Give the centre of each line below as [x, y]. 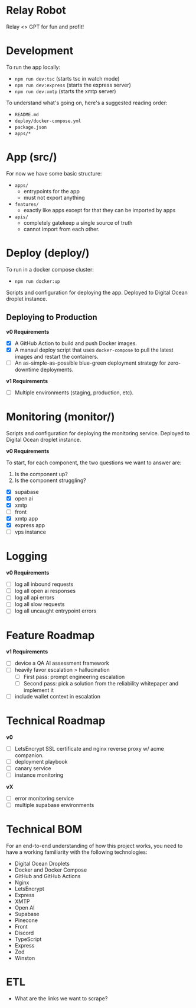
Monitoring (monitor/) [61, 417]
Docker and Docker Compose [51, 870]
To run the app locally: [33, 67]
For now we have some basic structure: [54, 173]
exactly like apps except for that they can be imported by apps [99, 210]
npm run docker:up [37, 281]
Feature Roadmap [50, 635]
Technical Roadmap [56, 720]
